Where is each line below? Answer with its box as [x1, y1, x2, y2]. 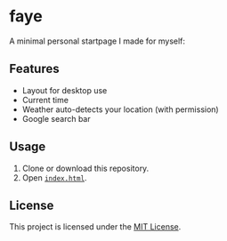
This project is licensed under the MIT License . [9, 221, 182, 232]
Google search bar [21, 113, 91, 124]
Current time [21, 94, 69, 105]
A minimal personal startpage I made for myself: [9, 36, 185, 46]
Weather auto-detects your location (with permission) [21, 104, 220, 115]
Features [9, 61, 60, 76]
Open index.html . [21, 172, 87, 183]
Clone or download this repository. [21, 163, 150, 173]
